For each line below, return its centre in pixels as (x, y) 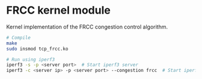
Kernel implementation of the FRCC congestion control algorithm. (87, 27)
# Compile (19, 37)
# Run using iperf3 (31, 59)
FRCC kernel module (59, 10)
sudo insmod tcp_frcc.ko (37, 49)
